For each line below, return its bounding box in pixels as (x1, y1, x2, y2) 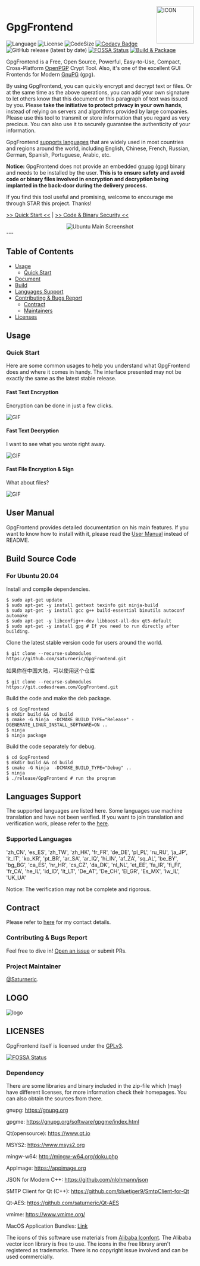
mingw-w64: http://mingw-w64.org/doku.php (6, 1152, 118, 1160)
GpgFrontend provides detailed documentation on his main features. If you (6, 523, 189, 531)
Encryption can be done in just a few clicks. (6, 402, 113, 409)
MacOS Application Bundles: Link (6, 1222, 88, 1230)
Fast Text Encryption (6, 389, 59, 396)
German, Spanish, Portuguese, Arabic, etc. (6, 151, 111, 158)
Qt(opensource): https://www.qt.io (6, 1130, 90, 1137)
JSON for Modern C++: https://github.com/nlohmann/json (6, 1176, 149, 1183)
